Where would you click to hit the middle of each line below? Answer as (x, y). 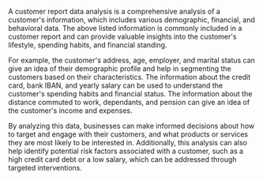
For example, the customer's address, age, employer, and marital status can (131, 60)
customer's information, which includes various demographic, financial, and (131, 20)
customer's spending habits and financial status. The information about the (130, 94)
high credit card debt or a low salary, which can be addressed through (122, 159)
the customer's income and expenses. (70, 111)
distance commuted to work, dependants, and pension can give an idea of (129, 102)
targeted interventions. (45, 168)
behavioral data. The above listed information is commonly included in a (125, 28)
